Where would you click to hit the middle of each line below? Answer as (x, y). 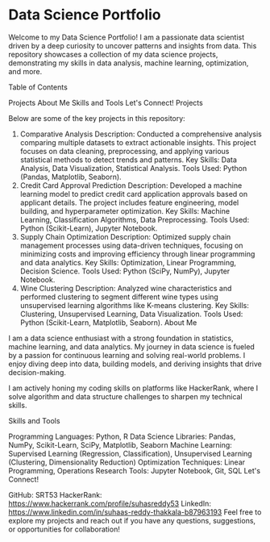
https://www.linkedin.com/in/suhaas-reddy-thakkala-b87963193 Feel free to (135, 512)
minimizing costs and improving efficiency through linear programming (137, 254)
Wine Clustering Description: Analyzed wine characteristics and (126, 288)
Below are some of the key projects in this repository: (97, 118)
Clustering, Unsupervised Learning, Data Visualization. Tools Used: (131, 314)
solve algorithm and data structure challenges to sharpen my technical (126, 396)
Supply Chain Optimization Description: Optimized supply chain (125, 236)
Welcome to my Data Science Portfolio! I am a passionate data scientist (127, 37)
